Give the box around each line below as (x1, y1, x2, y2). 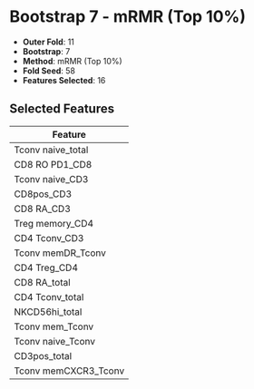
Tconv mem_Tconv (14, 320, 94, 333)
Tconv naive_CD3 (14, 172, 89, 185)
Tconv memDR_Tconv (14, 247, 106, 259)
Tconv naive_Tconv (14, 335, 96, 347)
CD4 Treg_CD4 (14, 261, 79, 274)
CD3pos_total (14, 349, 73, 362)
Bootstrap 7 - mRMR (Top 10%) (9, 6, 247, 27)
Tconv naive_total (14, 143, 89, 156)
